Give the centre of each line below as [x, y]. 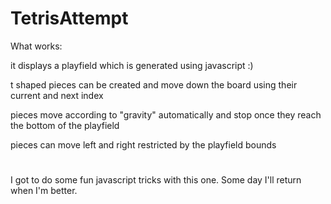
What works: [36, 46]
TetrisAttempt [69, 18]
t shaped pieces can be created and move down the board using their [154, 84]
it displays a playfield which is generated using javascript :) [132, 65]
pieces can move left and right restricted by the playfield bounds [143, 144]
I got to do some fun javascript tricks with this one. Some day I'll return [156, 180]
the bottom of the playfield [65, 125]
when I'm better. [44, 191]
